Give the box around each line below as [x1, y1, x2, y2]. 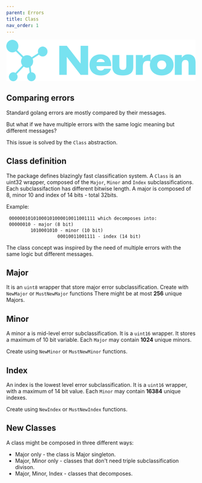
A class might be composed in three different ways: [6, 439, 134, 446]
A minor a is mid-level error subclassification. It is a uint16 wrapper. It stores [6, 330, 196, 337]
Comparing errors [6, 93, 75, 103]
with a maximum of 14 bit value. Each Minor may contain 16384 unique [6, 388, 181, 395]
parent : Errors [6, 10, 44, 16]
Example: [6, 203, 29, 210]
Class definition [6, 156, 67, 167]
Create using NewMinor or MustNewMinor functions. [6, 348, 128, 355]
